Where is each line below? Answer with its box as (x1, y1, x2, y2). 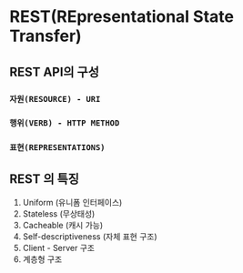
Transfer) (9, 25, 82, 46)
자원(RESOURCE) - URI (9, 94, 101, 104)
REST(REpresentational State (9, 6, 235, 27)
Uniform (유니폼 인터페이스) (22, 197, 123, 208)
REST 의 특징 (9, 171, 80, 187)
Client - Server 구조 (22, 243, 96, 254)
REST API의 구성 (9, 64, 100, 79)
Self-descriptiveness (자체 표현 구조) (22, 231, 157, 242)
